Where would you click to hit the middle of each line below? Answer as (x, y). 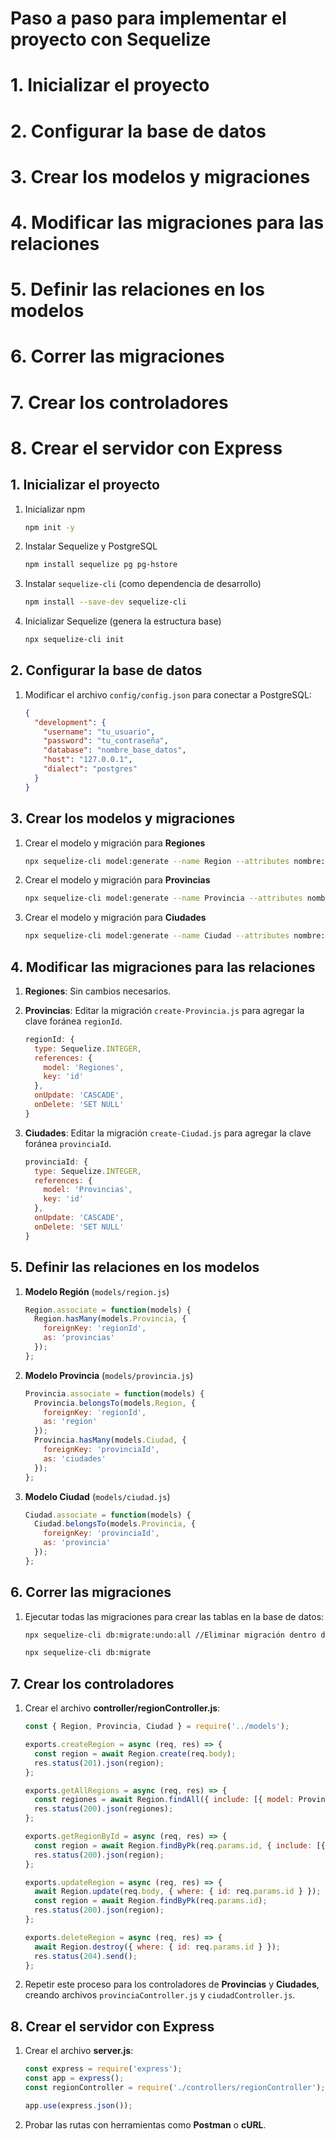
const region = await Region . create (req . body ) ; (135, 1753)
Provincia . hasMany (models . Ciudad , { (110, 1440)
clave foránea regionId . (73, 1021)
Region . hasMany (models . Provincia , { (110, 1319)
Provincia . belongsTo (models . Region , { (115, 1403)
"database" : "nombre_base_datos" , (115, 750)
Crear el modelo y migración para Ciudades (115, 918)
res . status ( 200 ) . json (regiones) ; (104, 1809)
